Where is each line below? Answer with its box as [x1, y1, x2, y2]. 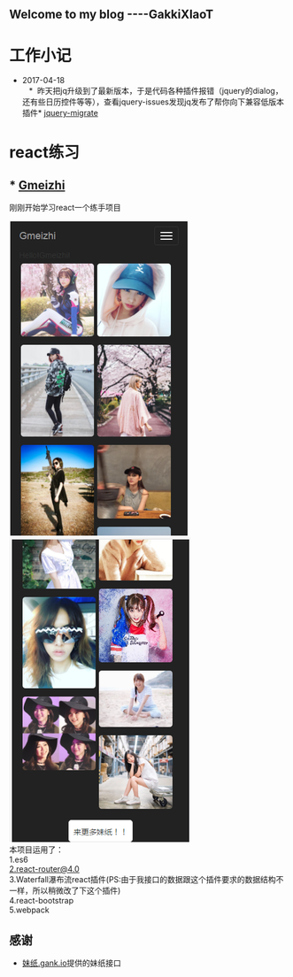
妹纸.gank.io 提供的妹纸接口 [21, 958, 122, 968]
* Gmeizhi [9, 177, 66, 193]
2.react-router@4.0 [9, 864, 80, 874]
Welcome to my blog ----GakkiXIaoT [9, 7, 214, 22]
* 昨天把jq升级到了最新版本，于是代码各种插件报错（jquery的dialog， [28, 86, 283, 96]
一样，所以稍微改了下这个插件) [9, 885, 121, 896]
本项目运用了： [9, 844, 64, 855]
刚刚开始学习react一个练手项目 [9, 203, 121, 213]
